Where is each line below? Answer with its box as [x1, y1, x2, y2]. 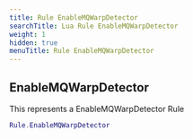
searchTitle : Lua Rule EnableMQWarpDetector [9, 22, 179, 30]
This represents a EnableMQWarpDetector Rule [9, 103, 185, 114]
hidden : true [9, 38, 58, 48]
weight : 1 [9, 30, 47, 39]
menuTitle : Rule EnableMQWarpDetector [9, 47, 154, 56]
